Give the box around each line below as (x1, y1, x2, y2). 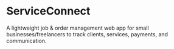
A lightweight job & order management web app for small (6, 24, 149, 31)
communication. (6, 37, 47, 44)
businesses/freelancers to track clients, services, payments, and (6, 30, 169, 38)
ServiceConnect (6, 4, 91, 18)
